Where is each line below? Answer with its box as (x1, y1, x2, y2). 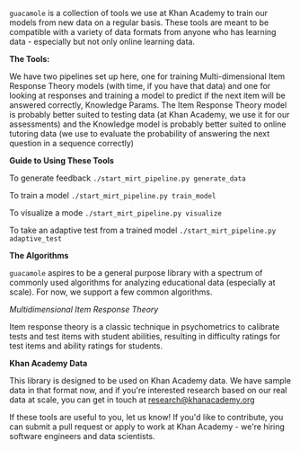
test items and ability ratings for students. (9, 340, 163, 351)
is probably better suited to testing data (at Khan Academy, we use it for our (9, 110, 290, 119)
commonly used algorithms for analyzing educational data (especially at (9, 278, 276, 287)
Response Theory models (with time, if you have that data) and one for (9, 81, 271, 91)
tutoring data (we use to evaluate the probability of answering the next (9, 128, 270, 138)
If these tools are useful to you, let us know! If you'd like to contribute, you (9, 412, 284, 422)
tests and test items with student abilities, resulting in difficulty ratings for (9, 331, 281, 341)
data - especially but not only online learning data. (9, 36, 196, 47)
